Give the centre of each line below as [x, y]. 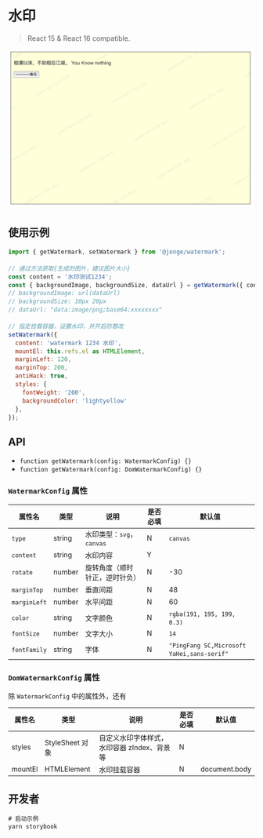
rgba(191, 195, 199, [202, 614]
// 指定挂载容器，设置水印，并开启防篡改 [66, 326]
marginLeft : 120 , [43, 359]
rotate [22, 573]
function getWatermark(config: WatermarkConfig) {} [105, 461]
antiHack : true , [41, 376]
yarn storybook [33, 827]
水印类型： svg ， [111, 534]
